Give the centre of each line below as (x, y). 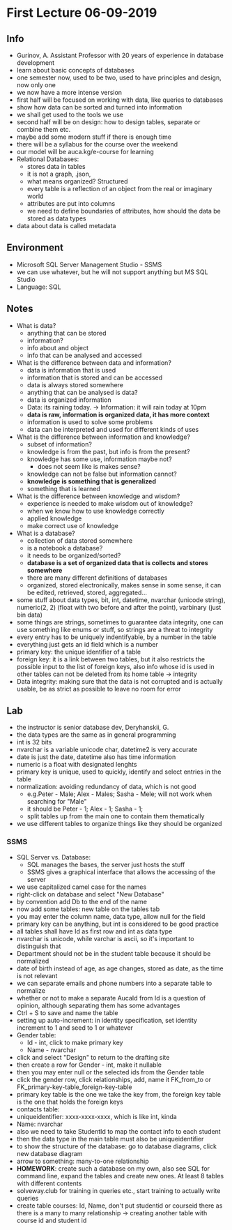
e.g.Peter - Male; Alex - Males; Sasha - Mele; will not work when (119, 794)
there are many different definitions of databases (97, 578)
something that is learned (63, 488)
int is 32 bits (34, 742)
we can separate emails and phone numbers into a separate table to (114, 983)
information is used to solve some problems (90, 422)
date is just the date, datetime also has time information (96, 757)
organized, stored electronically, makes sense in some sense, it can (124, 585)
